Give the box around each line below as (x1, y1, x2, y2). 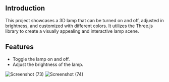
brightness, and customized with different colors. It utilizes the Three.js (5, 23, 153, 29)
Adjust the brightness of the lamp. (12, 61, 84, 67)
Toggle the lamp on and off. (12, 56, 70, 62)
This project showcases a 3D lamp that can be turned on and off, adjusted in (5, 17, 164, 23)
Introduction (5, 4, 45, 13)
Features (5, 43, 34, 51)
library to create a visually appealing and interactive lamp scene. (5, 28, 140, 34)
